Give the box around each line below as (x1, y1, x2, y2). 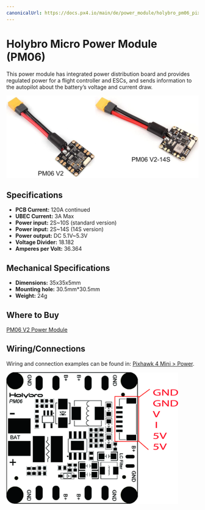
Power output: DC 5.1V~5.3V (15, 232, 88, 240)
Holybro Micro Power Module (6, 37, 157, 51)
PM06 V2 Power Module (6, 326, 68, 333)
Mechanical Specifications (6, 263, 110, 273)
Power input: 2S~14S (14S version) (15, 226, 104, 233)
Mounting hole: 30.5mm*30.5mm (15, 286, 101, 293)
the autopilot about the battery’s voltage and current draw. (6, 83, 153, 91)
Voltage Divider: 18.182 (15, 238, 74, 246)
